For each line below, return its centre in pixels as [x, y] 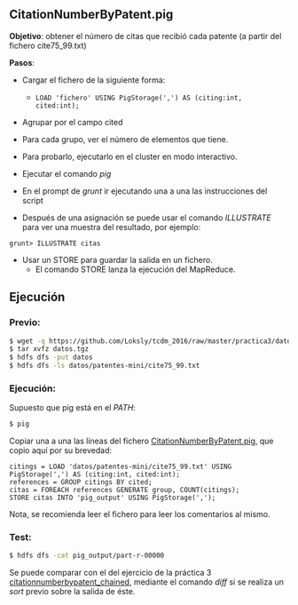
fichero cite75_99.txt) [48, 45]
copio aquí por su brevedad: [61, 450]
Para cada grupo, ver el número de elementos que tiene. [125, 139]
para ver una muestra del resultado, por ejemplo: [111, 227]
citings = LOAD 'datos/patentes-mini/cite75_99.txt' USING [121, 467]
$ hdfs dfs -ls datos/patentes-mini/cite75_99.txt [105, 366]
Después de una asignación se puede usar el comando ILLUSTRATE [147, 218]
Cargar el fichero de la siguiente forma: [94, 80]
